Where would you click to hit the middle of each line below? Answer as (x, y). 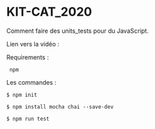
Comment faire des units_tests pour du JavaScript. (77, 31)
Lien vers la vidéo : (33, 44)
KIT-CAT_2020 (50, 12)
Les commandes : (31, 82)
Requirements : (28, 57)
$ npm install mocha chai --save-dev (60, 106)
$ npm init (22, 95)
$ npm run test (28, 119)
